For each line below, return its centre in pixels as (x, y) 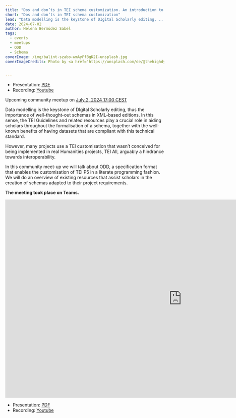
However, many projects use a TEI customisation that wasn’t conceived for (83, 146)
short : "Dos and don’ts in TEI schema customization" (63, 15)
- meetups (20, 43)
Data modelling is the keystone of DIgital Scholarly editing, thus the (75, 110)
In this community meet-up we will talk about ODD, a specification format (81, 167)
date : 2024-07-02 (23, 24)
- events (19, 38)
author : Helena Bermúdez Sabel (38, 29)
